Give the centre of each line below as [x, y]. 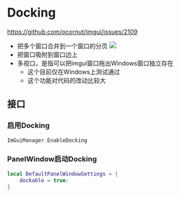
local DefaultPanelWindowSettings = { [63, 174]
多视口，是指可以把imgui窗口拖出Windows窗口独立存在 [95, 63]
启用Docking [29, 125]
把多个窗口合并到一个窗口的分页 [62, 45]
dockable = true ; [44, 180]
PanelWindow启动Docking [52, 159]
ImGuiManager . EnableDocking [47, 140]
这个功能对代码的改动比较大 [67, 80]
